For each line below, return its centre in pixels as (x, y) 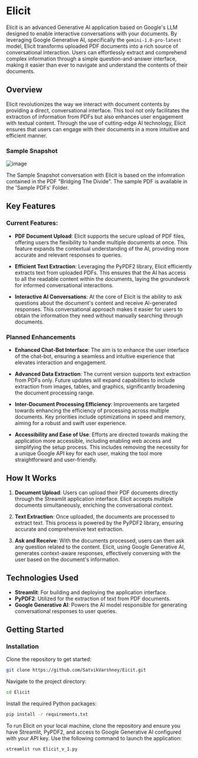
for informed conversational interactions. (64, 285)
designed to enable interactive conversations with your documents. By (92, 33)
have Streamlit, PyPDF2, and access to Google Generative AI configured (94, 732)
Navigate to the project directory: (46, 682)
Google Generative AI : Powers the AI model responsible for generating (101, 605)
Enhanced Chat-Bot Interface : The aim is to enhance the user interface (102, 350)
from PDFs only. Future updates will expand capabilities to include (95, 380)
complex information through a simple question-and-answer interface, (91, 59)
